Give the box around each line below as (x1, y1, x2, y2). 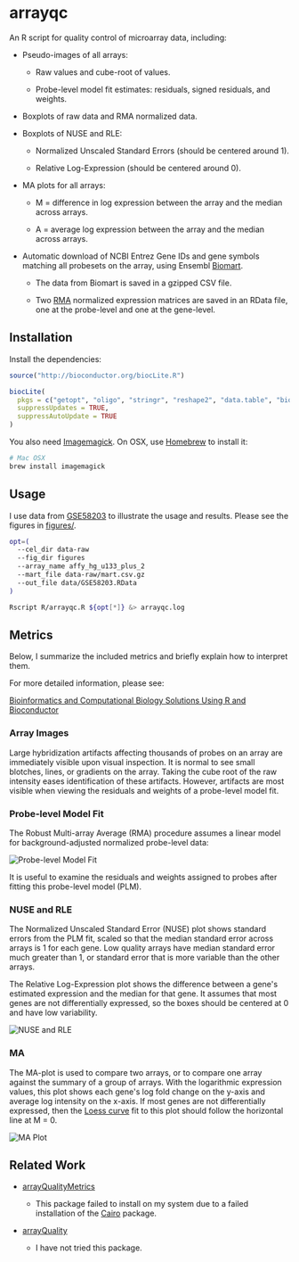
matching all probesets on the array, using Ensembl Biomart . (21, 260, 243, 270)
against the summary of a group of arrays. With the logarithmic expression (9, 1076, 282, 1087)
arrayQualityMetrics (21, 1181, 95, 1192)
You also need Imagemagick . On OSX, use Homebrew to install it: (9, 436, 248, 447)
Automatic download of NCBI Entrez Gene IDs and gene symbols (21, 251, 260, 261)
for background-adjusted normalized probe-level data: (9, 837, 209, 847)
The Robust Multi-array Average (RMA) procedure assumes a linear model (9, 828, 281, 838)
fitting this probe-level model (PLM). (9, 881, 142, 892)
